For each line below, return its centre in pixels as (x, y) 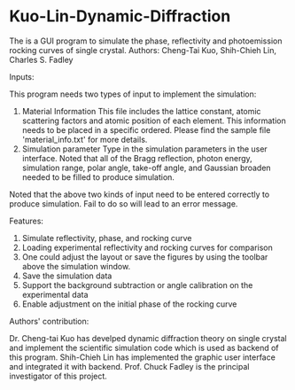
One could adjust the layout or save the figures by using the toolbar (145, 257)
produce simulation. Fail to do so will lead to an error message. (124, 203)
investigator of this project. (58, 376)
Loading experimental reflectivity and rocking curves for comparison (147, 247)
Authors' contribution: (49, 321)
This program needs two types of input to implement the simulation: (133, 94)
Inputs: (22, 76)
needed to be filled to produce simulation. (98, 177)
